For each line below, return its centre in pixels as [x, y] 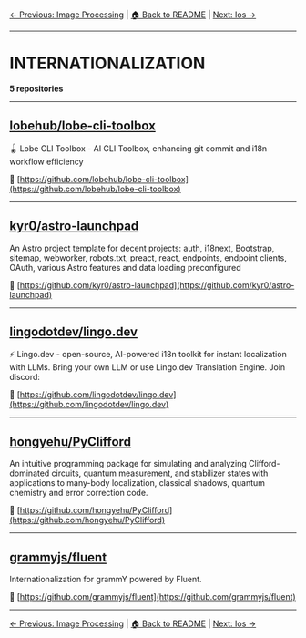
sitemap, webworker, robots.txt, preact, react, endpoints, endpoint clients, [148, 257]
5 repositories [36, 88]
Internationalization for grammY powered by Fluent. [106, 579]
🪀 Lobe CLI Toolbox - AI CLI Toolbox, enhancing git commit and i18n [138, 148]
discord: [25, 377]
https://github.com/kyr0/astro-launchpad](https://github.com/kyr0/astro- [157, 285]
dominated [30, 473]
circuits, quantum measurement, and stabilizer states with [160, 473]
